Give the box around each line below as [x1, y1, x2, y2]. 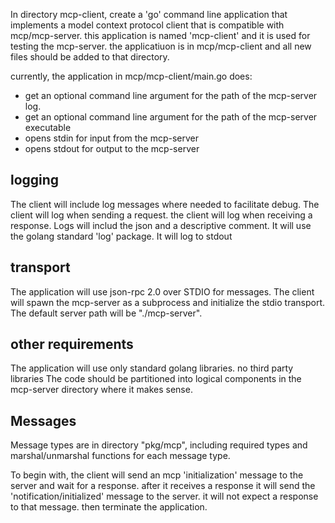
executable [24, 122, 72, 133]
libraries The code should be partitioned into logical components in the [10, 373, 302, 385]
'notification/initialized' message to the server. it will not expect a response [10, 490, 319, 503]
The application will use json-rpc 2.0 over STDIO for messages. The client [10, 285, 315, 298]
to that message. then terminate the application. [10, 501, 208, 513]
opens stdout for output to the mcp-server [24, 143, 200, 154]
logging [10, 172, 60, 189]
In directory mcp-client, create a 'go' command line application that [10, 9, 288, 20]
